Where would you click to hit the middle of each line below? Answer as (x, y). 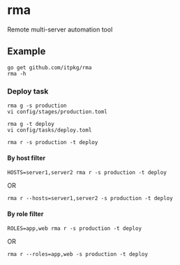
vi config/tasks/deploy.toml (50, 130)
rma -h (17, 73)
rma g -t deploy (31, 124)
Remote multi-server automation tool (60, 29)
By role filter (25, 214)
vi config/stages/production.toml (58, 112)
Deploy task (28, 91)
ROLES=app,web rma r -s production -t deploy (74, 229)
